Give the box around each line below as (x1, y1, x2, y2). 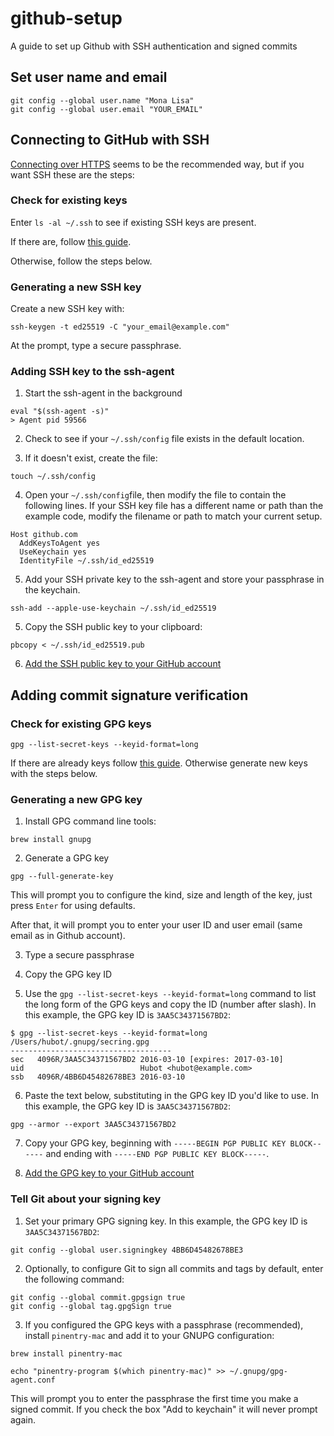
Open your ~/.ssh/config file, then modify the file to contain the (24, 489, 287, 501)
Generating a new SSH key (10, 280, 142, 294)
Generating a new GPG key (10, 793, 143, 807)
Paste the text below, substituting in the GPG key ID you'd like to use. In (24, 1090, 319, 1102)
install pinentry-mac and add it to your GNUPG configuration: (24, 1329, 275, 1341)
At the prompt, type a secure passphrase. (10, 340, 182, 352)
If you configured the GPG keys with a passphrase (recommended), (24, 1318, 304, 1331)
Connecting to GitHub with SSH (10, 132, 210, 149)
